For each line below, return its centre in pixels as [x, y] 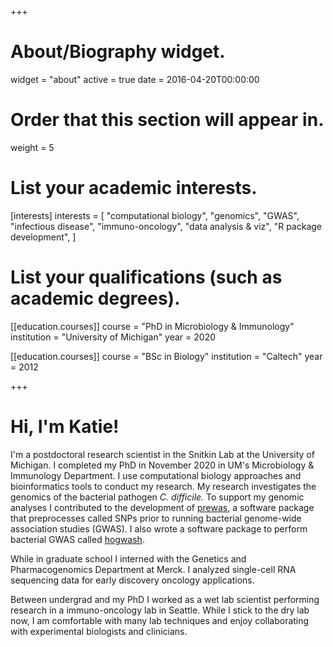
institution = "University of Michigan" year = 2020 [113, 337]
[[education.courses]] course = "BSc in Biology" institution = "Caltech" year [166, 356]
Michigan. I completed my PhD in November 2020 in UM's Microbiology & [162, 465]
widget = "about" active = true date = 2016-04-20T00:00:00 [135, 79]
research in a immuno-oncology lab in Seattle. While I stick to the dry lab [160, 610]
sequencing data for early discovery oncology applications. [132, 580]
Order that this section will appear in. [167, 120]
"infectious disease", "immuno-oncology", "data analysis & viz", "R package [166, 226]
